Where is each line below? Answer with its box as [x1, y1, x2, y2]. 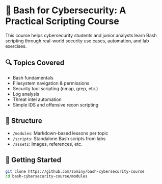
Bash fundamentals [12, 74, 53, 81]
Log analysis [12, 91, 40, 97]
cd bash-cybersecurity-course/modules [5, 174, 88, 179]
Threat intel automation [12, 96, 62, 102]
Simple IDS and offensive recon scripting [12, 101, 99, 108]
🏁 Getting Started [5, 155, 62, 164]
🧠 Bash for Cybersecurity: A [5, 5, 126, 16]
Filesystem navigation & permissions [12, 80, 90, 86]
